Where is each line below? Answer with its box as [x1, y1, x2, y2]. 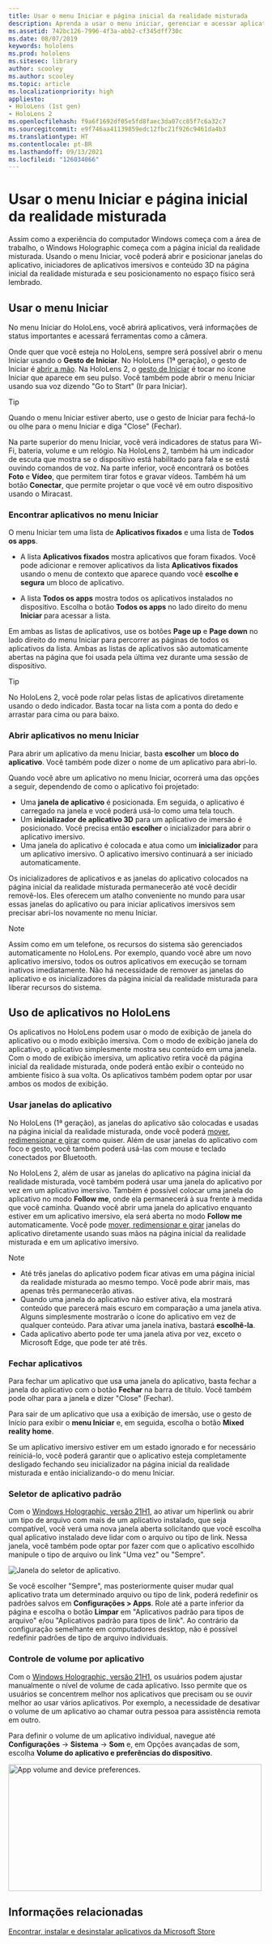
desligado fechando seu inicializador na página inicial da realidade [8, 1459, 230, 1469]
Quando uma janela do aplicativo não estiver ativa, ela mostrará [19, 1294, 232, 1304]
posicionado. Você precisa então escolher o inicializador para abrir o [19, 823, 251, 833]
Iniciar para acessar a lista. [19, 610, 112, 621]
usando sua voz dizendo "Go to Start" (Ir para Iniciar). [8, 381, 188, 390]
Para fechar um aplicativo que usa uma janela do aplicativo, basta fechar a [8, 1377, 257, 1386]
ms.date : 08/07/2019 [8, 34, 79, 43]
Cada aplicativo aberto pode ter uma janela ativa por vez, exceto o [19, 1329, 242, 1338]
